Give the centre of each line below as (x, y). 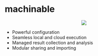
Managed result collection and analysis (53, 43)
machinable (30, 9)
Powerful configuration (36, 32)
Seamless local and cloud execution (49, 37)
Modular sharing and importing (44, 48)
